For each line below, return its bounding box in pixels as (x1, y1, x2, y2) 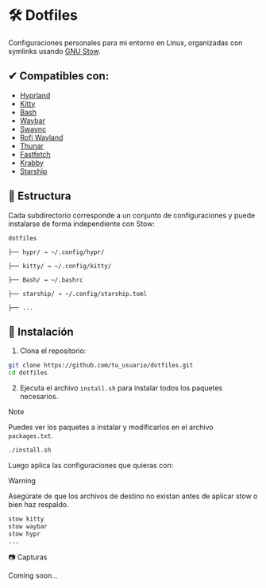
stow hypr (8, 529, 41, 538)
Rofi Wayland (19, 133, 64, 142)
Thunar (19, 140, 44, 151)
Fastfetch (19, 149, 51, 159)
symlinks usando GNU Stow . (8, 46, 101, 56)
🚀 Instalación (8, 325, 74, 338)
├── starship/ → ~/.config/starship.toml (8, 290, 148, 298)
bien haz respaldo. (8, 500, 69, 509)
